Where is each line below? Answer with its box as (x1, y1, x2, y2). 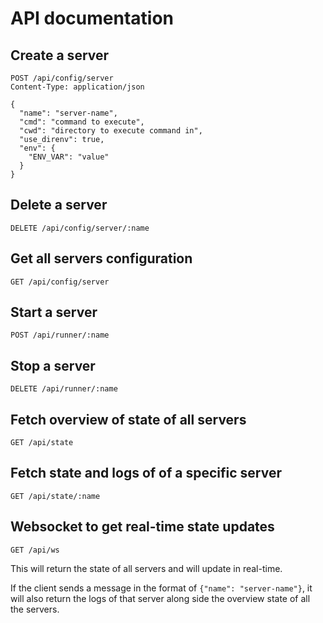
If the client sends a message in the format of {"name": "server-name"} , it (10, 582, 313, 594)
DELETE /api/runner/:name (10, 384, 118, 394)
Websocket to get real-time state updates (10, 518, 275, 536)
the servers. (10, 603, 60, 615)
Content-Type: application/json (10, 82, 145, 92)
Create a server (10, 47, 110, 64)
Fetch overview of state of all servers (10, 411, 247, 428)
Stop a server (10, 357, 96, 374)
